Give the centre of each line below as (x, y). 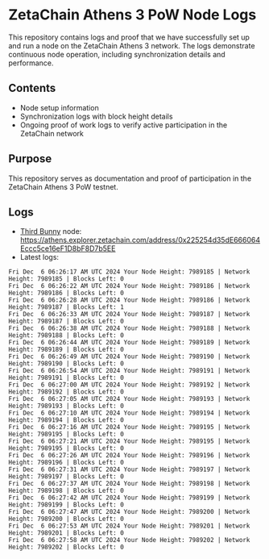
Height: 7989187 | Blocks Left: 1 (66, 307)
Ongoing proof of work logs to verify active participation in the (124, 125)
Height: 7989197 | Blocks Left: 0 (66, 477)
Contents (32, 88)
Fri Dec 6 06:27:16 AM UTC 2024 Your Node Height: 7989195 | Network (129, 428)
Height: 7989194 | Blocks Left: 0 (66, 420)
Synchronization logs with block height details (96, 116)
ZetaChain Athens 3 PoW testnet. (63, 186)
